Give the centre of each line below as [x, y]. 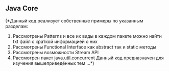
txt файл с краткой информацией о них [55, 41]
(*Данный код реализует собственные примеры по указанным [75, 20]
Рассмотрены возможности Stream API [56, 52]
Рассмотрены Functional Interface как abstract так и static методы [84, 47]
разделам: [17, 26]
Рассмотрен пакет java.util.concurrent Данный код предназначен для [88, 58]
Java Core [22, 8]
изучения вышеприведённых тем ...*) [53, 63]
